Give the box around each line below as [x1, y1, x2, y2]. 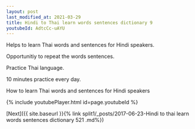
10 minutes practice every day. [6, 76, 81, 83]
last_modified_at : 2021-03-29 [6, 14, 81, 20]
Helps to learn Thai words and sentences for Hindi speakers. [6, 41, 155, 49]
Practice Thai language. [6, 64, 64, 72]
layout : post [6, 8, 39, 15]
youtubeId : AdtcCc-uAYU [6, 25, 65, 31]
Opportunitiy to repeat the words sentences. [6, 53, 115, 60]
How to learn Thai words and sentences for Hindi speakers [6, 87, 150, 95]
